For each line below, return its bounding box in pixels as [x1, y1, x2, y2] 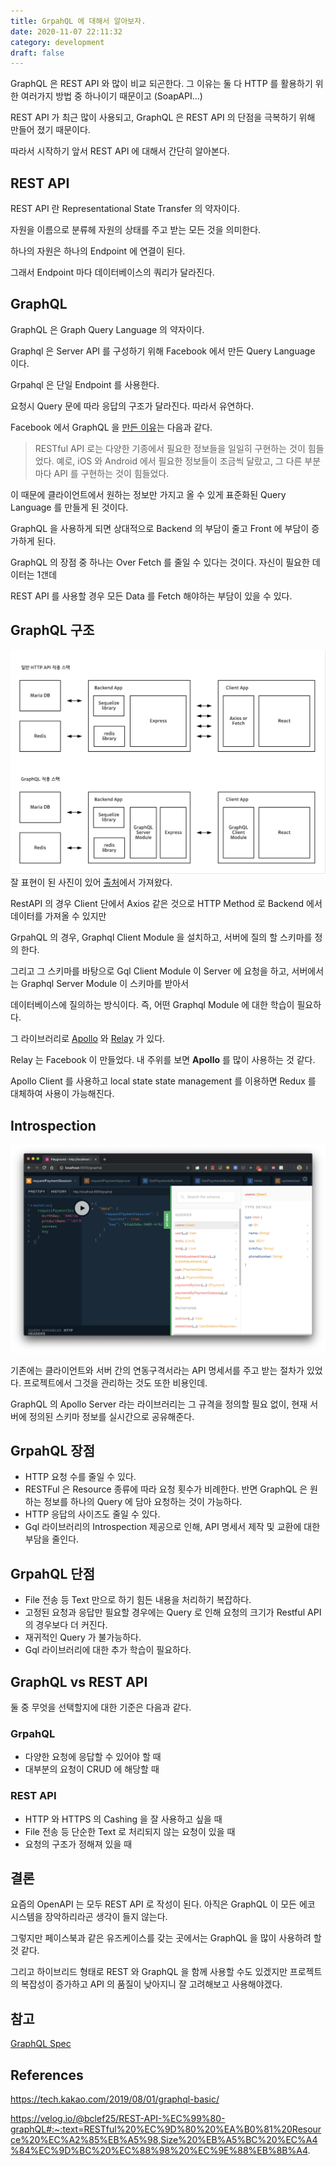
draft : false [10, 48, 65, 58]
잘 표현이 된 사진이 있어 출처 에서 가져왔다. [10, 876, 173, 889]
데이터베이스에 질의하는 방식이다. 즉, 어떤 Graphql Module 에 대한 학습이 [10, 999, 295, 1011]
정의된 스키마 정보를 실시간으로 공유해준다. [28, 1410, 195, 1422]
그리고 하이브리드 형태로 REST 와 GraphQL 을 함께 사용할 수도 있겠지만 [10, 1966, 288, 1978]
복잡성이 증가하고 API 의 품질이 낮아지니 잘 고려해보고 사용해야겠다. [20, 1978, 283, 1990]
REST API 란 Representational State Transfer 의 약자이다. [10, 203, 240, 215]
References [10, 2066, 84, 2084]
